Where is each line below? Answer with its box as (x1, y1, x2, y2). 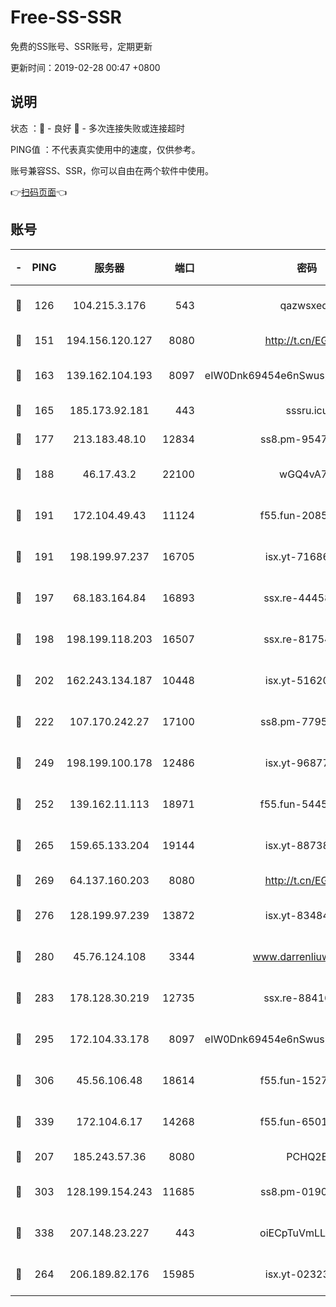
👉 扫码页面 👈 (10, 186, 68, 198)
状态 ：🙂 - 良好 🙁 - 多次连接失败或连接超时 (10, 122, 185, 134)
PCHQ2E (286, 1149, 328, 1163)
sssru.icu (285, 403, 329, 417)
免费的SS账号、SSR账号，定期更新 (10, 40, 153, 52)
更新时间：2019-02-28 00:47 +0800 (10, 61, 161, 73)
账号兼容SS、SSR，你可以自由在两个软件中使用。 (10, 164, 214, 176)
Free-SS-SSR (10, 6, 122, 29)
